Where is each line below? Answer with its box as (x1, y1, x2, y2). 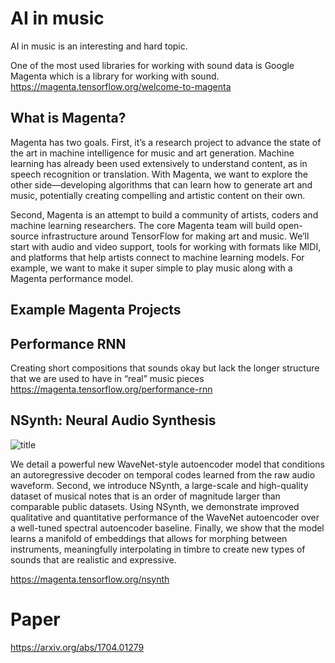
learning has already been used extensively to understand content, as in (10, 157, 308, 169)
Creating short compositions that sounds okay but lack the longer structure (10, 362, 320, 374)
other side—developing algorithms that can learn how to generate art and (10, 178, 313, 191)
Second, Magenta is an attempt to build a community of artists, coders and (10, 208, 319, 221)
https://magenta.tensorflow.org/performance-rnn (10, 383, 213, 395)
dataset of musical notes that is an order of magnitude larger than (10, 490, 281, 502)
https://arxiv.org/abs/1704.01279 (10, 641, 145, 653)
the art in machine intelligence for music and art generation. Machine (10, 147, 295, 159)
